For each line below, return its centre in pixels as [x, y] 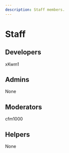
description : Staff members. [35, 10]
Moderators [24, 107]
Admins [17, 80]
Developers [23, 52]
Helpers [17, 134]
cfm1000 [14, 119]
